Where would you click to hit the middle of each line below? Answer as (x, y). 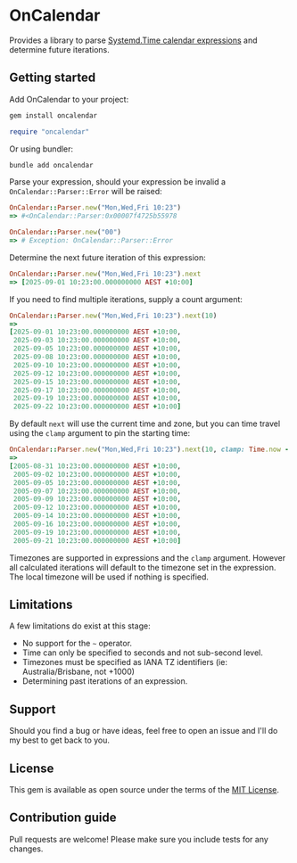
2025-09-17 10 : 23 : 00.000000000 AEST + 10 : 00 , (97, 390)
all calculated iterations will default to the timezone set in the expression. (143, 567)
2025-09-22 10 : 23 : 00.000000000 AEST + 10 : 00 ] (97, 407)
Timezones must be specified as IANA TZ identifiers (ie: (124, 662)
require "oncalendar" (49, 132)
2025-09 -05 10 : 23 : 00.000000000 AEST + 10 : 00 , (97, 349)
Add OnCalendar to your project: (69, 99)
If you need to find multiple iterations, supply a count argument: (126, 299)
